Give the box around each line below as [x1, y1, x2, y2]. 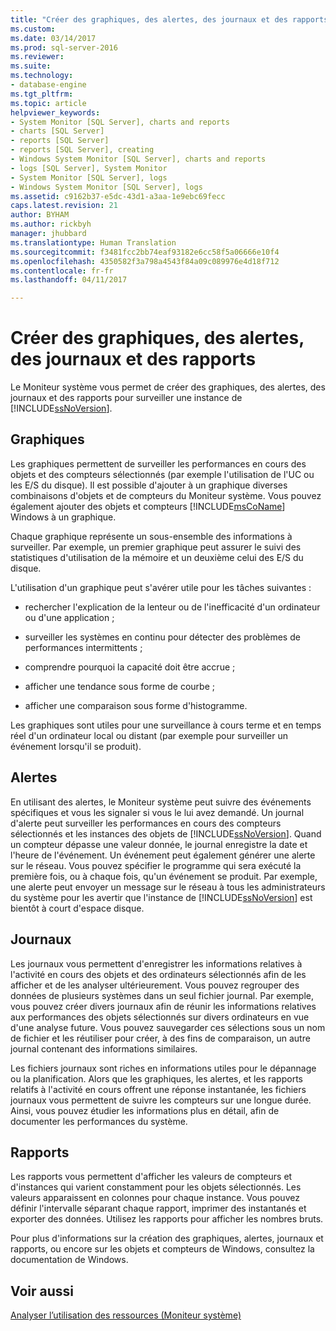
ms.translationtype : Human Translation [10, 237, 177, 248]
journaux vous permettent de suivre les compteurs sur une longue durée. [10, 1094, 312, 1106]
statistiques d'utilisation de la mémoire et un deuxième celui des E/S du [10, 551, 304, 563]
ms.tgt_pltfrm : [10, 89, 74, 99]
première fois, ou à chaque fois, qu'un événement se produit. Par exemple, [10, 870, 318, 882]
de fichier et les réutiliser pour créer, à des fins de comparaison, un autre [10, 1032, 311, 1044]
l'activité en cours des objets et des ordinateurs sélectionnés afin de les [10, 968, 307, 980]
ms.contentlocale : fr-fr [10, 266, 114, 276]
